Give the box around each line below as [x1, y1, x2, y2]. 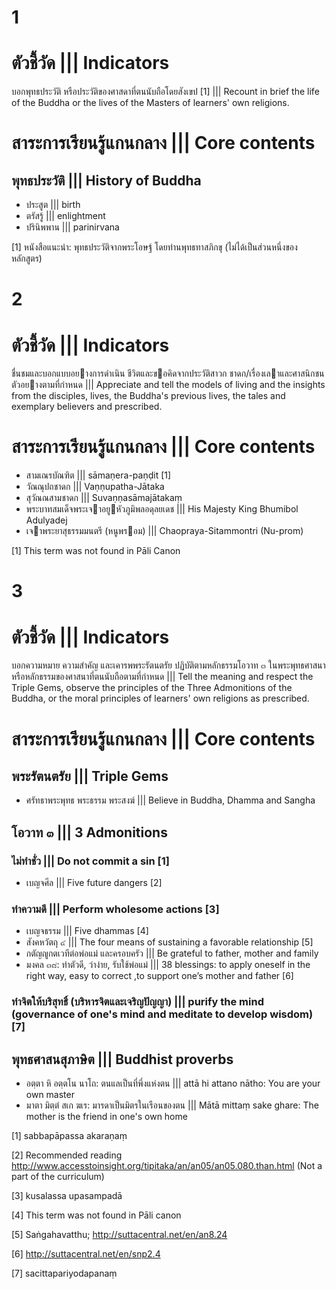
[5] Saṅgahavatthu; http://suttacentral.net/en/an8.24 [11, 1229, 228, 1241]
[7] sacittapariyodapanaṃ [11, 1267, 118, 1280]
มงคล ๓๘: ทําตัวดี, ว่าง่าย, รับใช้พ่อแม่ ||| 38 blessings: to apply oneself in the [25, 959, 311, 971]
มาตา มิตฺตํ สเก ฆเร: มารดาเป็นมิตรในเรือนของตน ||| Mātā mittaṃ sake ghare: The [25, 1099, 319, 1111]
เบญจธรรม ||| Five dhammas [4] [25, 925, 149, 937]
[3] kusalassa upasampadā [11, 1190, 123, 1202]
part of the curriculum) [11, 1171, 105, 1183]
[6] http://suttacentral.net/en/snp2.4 [11, 1248, 161, 1260]
